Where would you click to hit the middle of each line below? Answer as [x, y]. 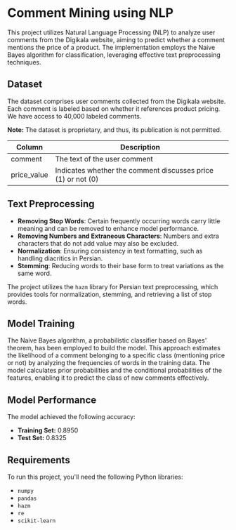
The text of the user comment [104, 159]
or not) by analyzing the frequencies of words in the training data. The [109, 363]
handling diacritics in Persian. [60, 258]
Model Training [41, 323]
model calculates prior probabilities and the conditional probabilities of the [115, 371]
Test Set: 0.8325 [42, 438]
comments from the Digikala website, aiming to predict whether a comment [116, 39]
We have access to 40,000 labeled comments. [74, 116]
